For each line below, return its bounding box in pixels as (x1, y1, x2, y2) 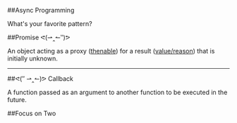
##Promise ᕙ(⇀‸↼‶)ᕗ (7, 33, 71, 41)
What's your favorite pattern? (7, 20, 93, 27)
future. (7, 96, 27, 104)
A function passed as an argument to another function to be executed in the (7, 88, 228, 96)
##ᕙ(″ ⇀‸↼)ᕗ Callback (7, 75, 74, 83)
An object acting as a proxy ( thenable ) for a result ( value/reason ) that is (7, 47, 215, 55)
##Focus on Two (7, 109, 56, 117)
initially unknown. (7, 54, 58, 63)
